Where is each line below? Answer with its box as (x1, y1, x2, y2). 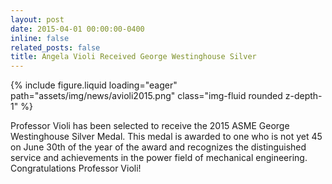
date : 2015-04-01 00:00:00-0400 (10, 24, 145, 34)
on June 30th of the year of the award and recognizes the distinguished (10, 141, 307, 153)
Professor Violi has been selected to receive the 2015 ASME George (10, 120, 290, 132)
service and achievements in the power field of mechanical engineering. (10, 152, 308, 164)
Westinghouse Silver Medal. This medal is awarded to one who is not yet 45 (10, 131, 323, 143)
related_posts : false (10, 42, 101, 53)
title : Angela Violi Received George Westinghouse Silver (10, 52, 257, 62)
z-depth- (284, 90, 323, 102)
